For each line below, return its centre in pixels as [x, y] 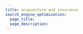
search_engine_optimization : [36, 14]
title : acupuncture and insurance [42, 10]
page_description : [29, 24]
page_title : [23, 19]
